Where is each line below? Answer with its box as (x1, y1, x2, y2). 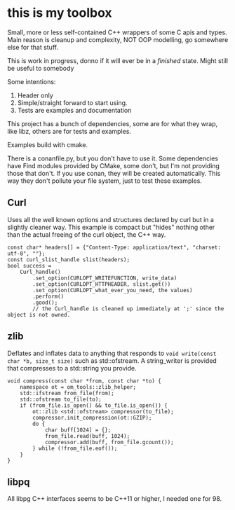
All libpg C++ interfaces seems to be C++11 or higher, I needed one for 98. (7, 495, 222, 503)
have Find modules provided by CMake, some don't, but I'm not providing (7, 161, 220, 170)
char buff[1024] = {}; (44, 426, 112, 434)
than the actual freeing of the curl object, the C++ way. (7, 230, 166, 239)
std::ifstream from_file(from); (20, 390, 114, 397)
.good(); (32, 299, 58, 306)
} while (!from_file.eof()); (32, 445, 118, 452)
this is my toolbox (7, 5, 112, 21)
